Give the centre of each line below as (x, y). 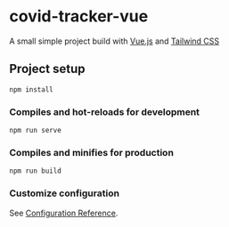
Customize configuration (65, 193)
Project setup (48, 69)
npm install (31, 89)
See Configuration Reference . (64, 213)
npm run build (36, 171)
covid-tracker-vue (79, 16)
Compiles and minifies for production (91, 152)
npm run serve (36, 131)
